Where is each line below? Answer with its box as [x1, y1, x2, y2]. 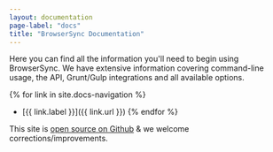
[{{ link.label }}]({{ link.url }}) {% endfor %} [21, 107, 179, 118]
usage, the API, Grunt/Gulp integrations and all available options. [9, 72, 246, 83]
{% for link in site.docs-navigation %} [9, 89, 146, 100]
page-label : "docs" [9, 21, 82, 30]
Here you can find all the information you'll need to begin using [9, 54, 239, 65]
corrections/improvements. [9, 133, 108, 144]
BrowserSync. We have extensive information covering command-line [9, 63, 264, 73]
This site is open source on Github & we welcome [9, 124, 190, 134]
